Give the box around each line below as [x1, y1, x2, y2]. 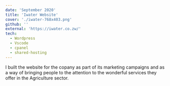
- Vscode [10, 41, 29, 46]
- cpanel [10, 45, 29, 50]
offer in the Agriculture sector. [5, 75, 69, 81]
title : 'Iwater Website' [5, 12, 58, 17]
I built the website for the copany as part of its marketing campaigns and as [5, 64, 165, 70]
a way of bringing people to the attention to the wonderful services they [5, 69, 157, 75]
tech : [5, 31, 17, 36]
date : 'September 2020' [5, 7, 56, 13]
